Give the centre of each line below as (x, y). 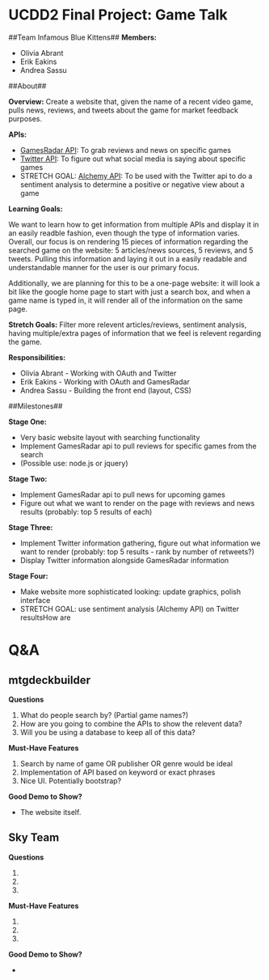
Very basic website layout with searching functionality (110, 437)
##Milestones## (36, 405)
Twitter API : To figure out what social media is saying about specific (133, 159)
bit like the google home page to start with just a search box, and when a (129, 291)
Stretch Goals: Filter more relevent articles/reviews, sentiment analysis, (128, 325)
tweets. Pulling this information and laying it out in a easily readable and (128, 259)
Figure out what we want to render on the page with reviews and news (137, 503)
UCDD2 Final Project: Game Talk (118, 15)
